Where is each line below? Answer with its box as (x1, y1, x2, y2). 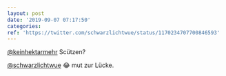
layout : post (7, 10, 45, 17)
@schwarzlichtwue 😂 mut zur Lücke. (7, 61, 114, 69)
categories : (7, 23, 41, 29)
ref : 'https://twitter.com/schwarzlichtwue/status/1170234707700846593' (7, 29, 220, 36)
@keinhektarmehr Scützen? (7, 48, 86, 56)
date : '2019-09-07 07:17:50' (7, 16, 91, 23)
